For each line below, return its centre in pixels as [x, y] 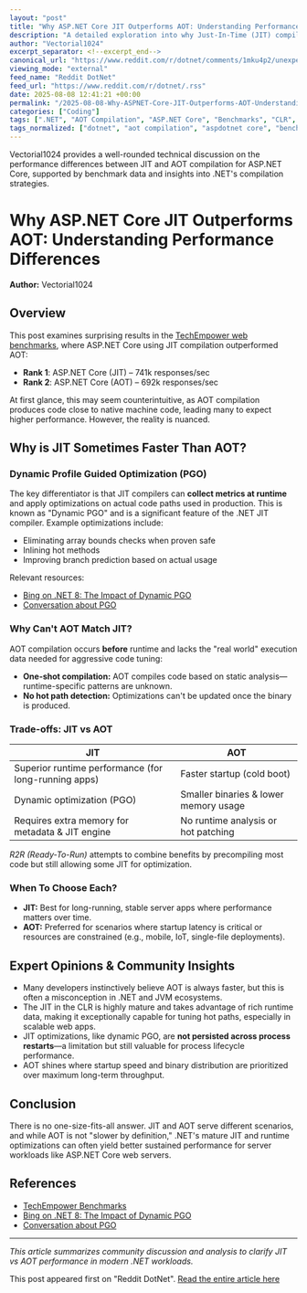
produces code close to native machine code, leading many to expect [141, 409]
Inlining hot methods [61, 550]
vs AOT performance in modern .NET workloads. [101, 1261]
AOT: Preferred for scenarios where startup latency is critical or [143, 927]
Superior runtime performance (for [88, 768]
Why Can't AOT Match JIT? [71, 629]
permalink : [30, 103]
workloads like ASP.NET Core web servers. [90, 1155]
